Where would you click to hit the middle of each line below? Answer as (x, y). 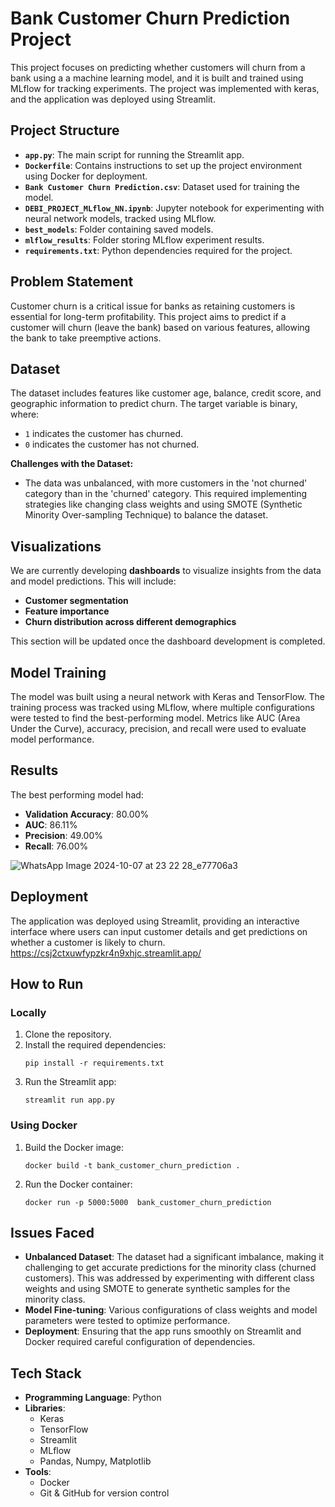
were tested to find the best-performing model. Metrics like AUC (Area (155, 718)
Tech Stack (46, 1373)
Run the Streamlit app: (70, 1082)
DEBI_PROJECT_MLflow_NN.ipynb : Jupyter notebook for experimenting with (174, 208)
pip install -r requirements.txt (94, 1063)
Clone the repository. (68, 1034)
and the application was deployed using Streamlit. (113, 99)
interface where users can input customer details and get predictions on (159, 931)
